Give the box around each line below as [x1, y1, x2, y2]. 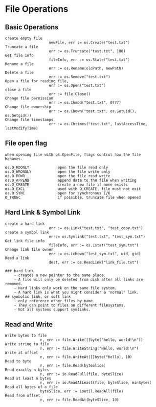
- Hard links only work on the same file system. [14, 286, 117, 290]
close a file [5, 87, 32, 92]
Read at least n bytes [5, 376, 51, 381]
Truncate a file [5, 45, 38, 49]
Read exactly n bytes [5, 367, 49, 373]
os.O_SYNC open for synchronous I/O [5, 191, 111, 195]
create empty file [5, 36, 43, 41]
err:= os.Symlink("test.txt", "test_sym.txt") [48, 234, 146, 239]
